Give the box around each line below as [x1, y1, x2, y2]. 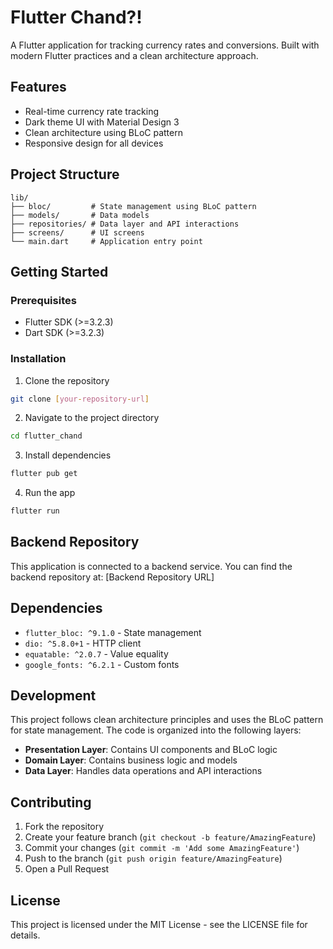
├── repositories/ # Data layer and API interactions [10, 219, 240, 229]
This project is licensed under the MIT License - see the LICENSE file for [10, 919, 308, 931]
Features [10, 79, 67, 96]
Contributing [10, 794, 92, 811]
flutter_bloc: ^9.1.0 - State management [24, 626, 202, 638]
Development [10, 687, 97, 705]
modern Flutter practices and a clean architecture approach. [10, 49, 259, 61]
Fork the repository [24, 821, 105, 833]
